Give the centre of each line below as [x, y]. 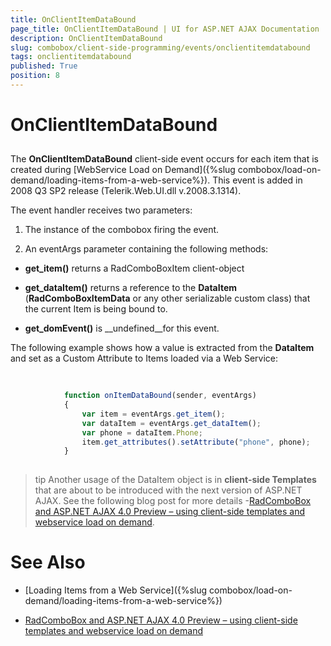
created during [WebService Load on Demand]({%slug [123, 170]
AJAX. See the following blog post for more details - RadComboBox [173, 501]
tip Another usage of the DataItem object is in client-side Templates [175, 480]
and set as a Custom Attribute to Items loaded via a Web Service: [144, 358]
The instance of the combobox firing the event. [122, 230]
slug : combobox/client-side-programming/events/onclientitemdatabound [160, 47]
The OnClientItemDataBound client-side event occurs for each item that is [165, 159]
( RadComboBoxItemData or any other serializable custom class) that [167, 298]
